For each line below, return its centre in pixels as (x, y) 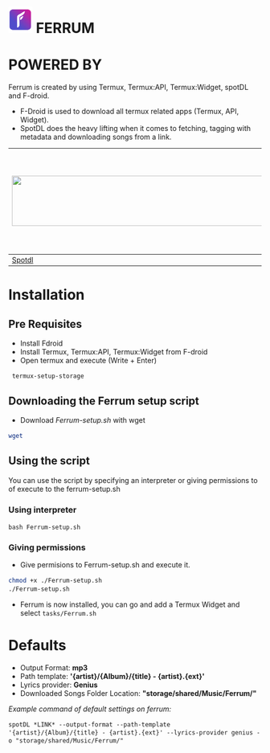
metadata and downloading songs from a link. (96, 137)
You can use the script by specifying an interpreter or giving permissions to (133, 480)
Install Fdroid (41, 343)
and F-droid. (29, 96)
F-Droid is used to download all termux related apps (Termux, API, (129, 112)
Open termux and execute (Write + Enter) (88, 361)
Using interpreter (43, 510)
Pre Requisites (45, 324)
